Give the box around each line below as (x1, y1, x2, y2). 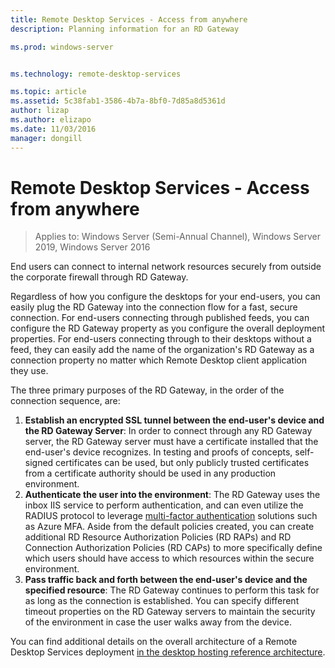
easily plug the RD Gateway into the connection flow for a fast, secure (10, 301, 298, 313)
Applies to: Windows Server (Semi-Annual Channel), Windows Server (34, 231, 321, 243)
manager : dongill (10, 133, 83, 143)
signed (24, 457, 54, 469)
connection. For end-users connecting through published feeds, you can (10, 312, 310, 324)
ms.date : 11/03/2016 (10, 124, 97, 134)
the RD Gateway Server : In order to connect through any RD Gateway (24, 425, 313, 437)
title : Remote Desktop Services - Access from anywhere (10, 14, 248, 25)
